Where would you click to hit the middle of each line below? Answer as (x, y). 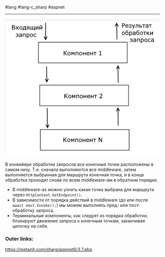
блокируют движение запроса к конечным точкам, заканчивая (79, 221)
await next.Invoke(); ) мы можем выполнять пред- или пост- (76, 205)
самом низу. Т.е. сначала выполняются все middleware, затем (71, 170)
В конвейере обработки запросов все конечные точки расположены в (79, 164)
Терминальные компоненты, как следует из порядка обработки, (80, 215)
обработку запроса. (33, 210)
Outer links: (19, 239)
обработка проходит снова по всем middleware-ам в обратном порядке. (82, 180)
